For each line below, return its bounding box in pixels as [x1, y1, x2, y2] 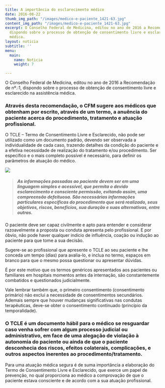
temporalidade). [5, 308, 37, 314]
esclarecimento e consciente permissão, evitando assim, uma [17, 189, 147, 195]
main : [9, 52, 21, 58]
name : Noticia [14, 57, 43, 62]
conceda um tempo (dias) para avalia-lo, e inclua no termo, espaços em [5, 252, 151, 258]
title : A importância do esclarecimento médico [5, 7, 105, 12]
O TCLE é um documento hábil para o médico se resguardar [5, 320, 150, 327]
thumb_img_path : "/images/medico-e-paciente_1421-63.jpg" [5, 16, 126, 21]
